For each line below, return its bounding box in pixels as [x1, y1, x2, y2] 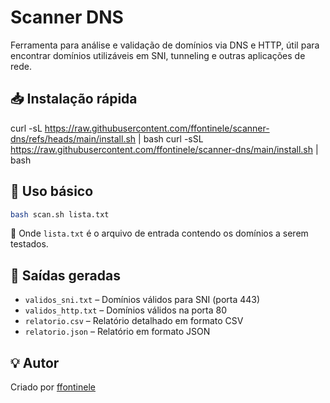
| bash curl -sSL [138, 132, 204, 145]
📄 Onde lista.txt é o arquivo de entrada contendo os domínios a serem [10, 227, 309, 240]
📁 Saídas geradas [10, 267, 121, 284]
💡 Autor [10, 354, 60, 371]
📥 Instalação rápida [10, 91, 138, 108]
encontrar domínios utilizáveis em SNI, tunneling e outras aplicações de [10, 49, 306, 61]
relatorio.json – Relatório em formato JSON [24, 326, 211, 338]
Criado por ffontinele [10, 381, 96, 393]
